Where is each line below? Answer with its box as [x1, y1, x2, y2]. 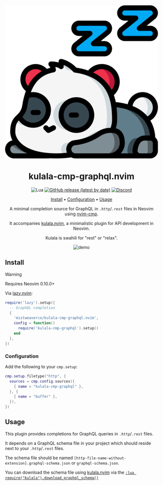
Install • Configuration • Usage [50, 196, 113, 202]
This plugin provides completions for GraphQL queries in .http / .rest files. [5, 431, 154, 436]
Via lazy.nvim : [5, 290, 33, 296]
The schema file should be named [5, 455, 73, 461]
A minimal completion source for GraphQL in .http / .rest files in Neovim [9, 206, 154, 211]
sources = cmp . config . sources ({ [9, 379, 75, 384]
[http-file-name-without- [74, 455, 127, 461]
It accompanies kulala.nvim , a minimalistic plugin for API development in [9, 220, 154, 226]
